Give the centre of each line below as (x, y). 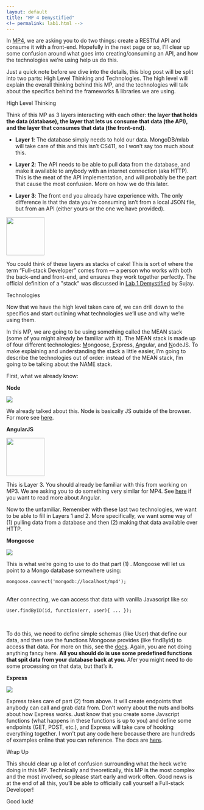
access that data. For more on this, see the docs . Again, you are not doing (99, 647)
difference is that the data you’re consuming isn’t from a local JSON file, (105, 202)
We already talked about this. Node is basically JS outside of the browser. (99, 411)
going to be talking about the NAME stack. (59, 364)
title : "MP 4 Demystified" (40, 18)
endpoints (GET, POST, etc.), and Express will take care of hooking (90, 727)
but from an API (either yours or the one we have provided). (90, 209)
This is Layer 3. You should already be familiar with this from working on (97, 485)
